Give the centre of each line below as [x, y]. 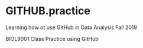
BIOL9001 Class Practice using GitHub [52, 39]
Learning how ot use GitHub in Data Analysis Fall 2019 [71, 27]
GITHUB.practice [48, 11]
